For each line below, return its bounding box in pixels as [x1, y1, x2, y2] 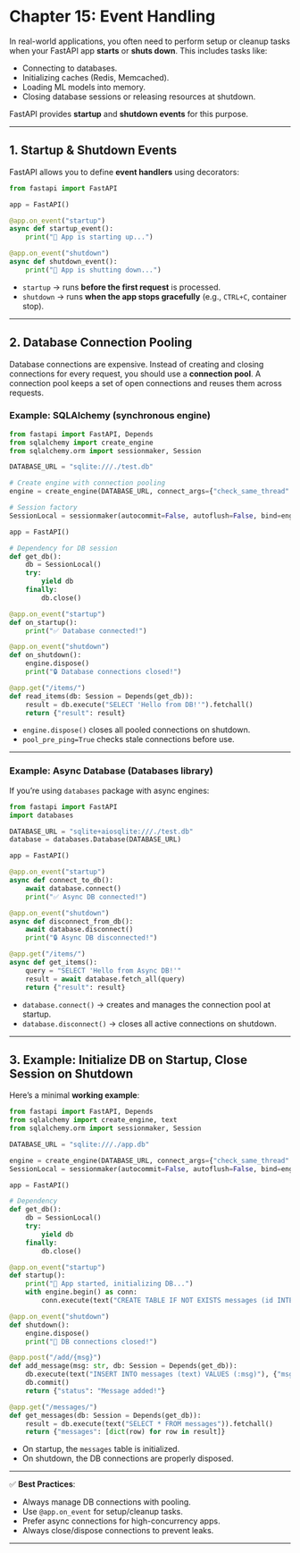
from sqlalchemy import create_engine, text [9, 1116, 178, 1125]
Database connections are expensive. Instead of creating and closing [9, 359, 264, 369]
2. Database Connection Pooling [9, 335, 193, 350]
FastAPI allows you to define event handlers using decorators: [9, 166, 239, 177]
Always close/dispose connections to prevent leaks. [21, 1525, 214, 1536]
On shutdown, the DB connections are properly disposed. [21, 1453, 234, 1464]
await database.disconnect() [25, 925, 134, 934]
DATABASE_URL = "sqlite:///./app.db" [9, 1140, 150, 1149]
